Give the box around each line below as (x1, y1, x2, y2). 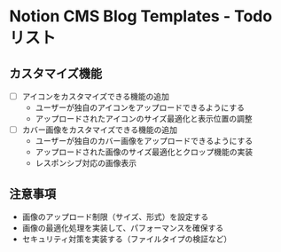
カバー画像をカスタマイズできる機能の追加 (21, 124, 178, 135)
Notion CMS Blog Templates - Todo (9, 6, 273, 27)
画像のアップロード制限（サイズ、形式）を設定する (21, 211, 209, 222)
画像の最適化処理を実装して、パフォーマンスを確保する (21, 222, 224, 232)
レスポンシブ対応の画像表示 (35, 158, 137, 169)
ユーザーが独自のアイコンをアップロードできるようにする (35, 102, 246, 113)
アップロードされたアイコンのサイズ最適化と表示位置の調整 (35, 114, 253, 124)
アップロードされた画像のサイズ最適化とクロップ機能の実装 (35, 146, 254, 157)
